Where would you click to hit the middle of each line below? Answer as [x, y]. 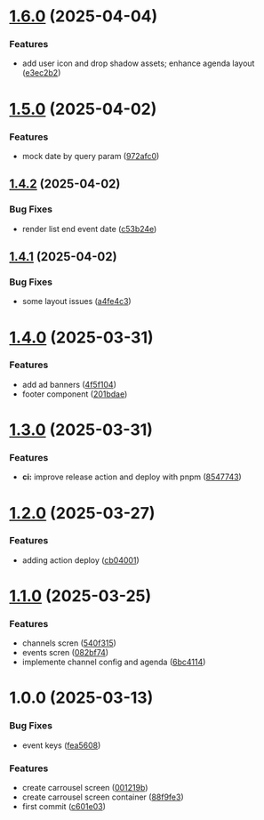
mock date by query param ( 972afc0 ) [91, 156]
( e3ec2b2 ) [41, 73]
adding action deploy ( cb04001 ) [80, 560]
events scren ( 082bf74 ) [65, 653]
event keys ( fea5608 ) [61, 745]
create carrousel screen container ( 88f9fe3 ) [103, 797]
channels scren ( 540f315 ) [69, 643]
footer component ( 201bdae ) [75, 394]
